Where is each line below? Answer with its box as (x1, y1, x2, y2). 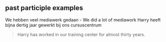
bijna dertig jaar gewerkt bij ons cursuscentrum (5, 22, 102, 28)
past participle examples (5, 4, 83, 12)
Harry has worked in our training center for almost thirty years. (17, 31, 145, 37)
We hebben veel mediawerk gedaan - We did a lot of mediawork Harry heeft (5, 17, 161, 22)
